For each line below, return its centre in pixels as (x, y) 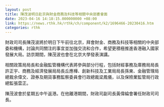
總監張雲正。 (18, 83)
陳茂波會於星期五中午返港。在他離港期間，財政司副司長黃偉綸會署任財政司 (80, 94)
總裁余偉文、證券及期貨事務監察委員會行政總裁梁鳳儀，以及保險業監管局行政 (82, 77)
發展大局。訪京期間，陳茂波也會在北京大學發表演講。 (59, 55)
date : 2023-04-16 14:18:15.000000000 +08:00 (51, 19)
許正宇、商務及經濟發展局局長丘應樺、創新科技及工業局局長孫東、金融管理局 (82, 71)
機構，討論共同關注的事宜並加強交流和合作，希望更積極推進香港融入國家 (86, 48)
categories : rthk (23, 28)
